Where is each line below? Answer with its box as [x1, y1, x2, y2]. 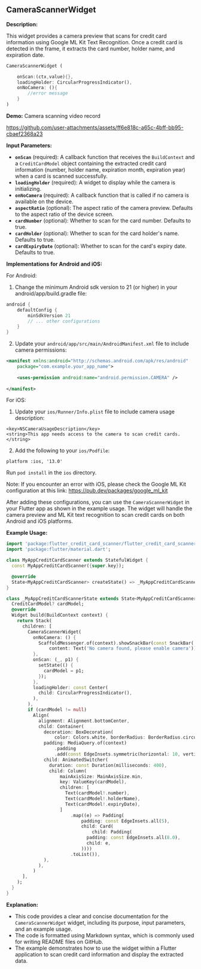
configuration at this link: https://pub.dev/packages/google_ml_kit [6, 487, 168, 494]
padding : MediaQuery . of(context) [44, 740, 127, 746]
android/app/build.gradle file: [14, 290, 87, 297]
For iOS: [6, 397, 26, 404]
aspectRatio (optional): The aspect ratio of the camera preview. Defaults [14, 204, 193, 211]
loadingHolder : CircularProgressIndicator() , [17, 79, 133, 86]
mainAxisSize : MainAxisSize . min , [59, 773, 144, 779]
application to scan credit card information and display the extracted [14, 950, 184, 958]
